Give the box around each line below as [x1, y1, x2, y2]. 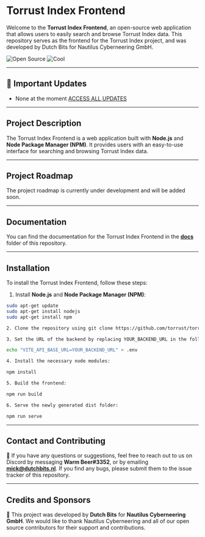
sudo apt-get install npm [6, 314, 72, 320]
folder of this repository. [6, 239, 67, 247]
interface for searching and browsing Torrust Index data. [6, 147, 148, 154]
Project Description [6, 118, 82, 129]
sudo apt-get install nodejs [6, 308, 81, 314]
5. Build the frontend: [6, 380, 67, 386]
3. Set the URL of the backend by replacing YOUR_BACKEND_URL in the [6, 336, 187, 342]
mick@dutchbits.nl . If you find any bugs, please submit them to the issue [6, 465, 192, 472]
